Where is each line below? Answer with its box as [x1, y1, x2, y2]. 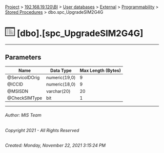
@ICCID [7, 81, 23, 87]
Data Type [50, 67, 72, 73]
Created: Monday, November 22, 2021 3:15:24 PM [5, 142, 106, 149]
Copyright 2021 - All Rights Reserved [5, 127, 80, 133]
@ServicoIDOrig [7, 75, 40, 81]
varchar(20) [46, 88, 71, 94]
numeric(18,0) [46, 81, 76, 87]
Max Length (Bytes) [80, 67, 121, 73]
